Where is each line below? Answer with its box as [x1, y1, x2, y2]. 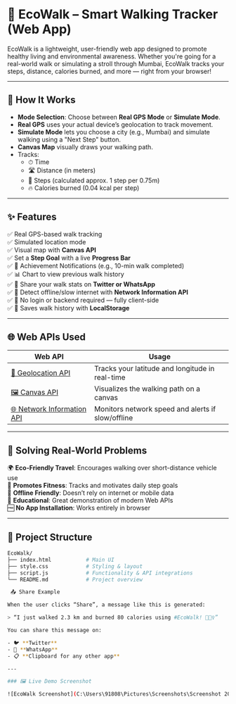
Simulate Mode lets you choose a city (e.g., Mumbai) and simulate [17, 127, 211, 136]
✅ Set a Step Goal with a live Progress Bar [7, 253, 131, 262]
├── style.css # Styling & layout [7, 562, 143, 570]
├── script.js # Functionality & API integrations [7, 570, 193, 577]
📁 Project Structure [7, 531, 93, 543]
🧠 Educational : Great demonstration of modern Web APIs [7, 496, 173, 505]
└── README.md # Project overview [7, 576, 143, 583]
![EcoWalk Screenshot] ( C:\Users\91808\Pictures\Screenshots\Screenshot [7, 691, 221, 698]
